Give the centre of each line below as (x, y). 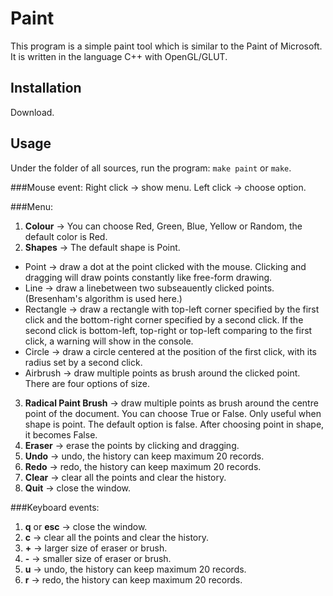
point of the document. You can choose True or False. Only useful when (173, 413)
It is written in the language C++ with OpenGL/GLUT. (119, 56)
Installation (46, 88)
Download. (32, 112)
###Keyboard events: (55, 507)
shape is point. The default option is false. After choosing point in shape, (174, 424)
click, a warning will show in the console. (109, 341)
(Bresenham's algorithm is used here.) (103, 298)
